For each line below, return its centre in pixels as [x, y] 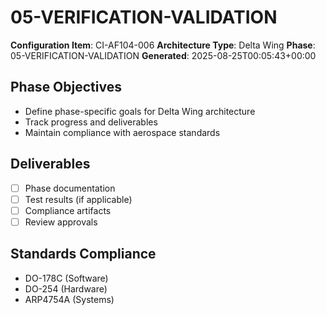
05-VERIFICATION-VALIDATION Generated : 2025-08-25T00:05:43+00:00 [163, 55]
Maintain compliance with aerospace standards [122, 132]
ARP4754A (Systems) [69, 299]
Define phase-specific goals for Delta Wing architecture [140, 111]
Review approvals [61, 222]
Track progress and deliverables [91, 122]
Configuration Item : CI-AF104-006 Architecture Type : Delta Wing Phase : [163, 45]
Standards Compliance [83, 254]
